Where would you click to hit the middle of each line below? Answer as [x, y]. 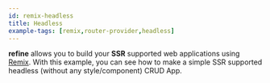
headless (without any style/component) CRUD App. [96, 71]
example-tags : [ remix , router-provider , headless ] [91, 31]
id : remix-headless [41, 16]
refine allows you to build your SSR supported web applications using [124, 54]
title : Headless [35, 23]
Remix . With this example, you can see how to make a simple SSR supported [135, 62]
